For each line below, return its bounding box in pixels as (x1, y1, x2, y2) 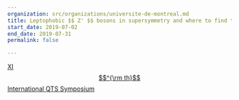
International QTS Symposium (7, 84, 95, 93)
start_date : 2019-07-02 (7, 23, 78, 30)
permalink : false (7, 37, 59, 44)
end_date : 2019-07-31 (7, 30, 72, 38)
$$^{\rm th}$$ (98, 74, 141, 82)
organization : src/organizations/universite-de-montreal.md (7, 10, 190, 18)
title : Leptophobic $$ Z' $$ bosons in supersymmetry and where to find (7, 17, 228, 24)
